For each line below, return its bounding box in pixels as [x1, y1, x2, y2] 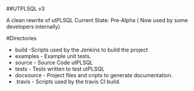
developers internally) [6, 23, 61, 30]
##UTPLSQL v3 [6, 5, 45, 12]
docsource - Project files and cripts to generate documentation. [14, 72, 173, 78]
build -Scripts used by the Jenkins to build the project [14, 46, 148, 53]
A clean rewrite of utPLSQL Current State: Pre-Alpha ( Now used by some [6, 17, 188, 23]
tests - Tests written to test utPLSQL [14, 65, 105, 72]
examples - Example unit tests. [14, 53, 91, 59]
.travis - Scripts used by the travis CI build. [14, 78, 121, 85]
